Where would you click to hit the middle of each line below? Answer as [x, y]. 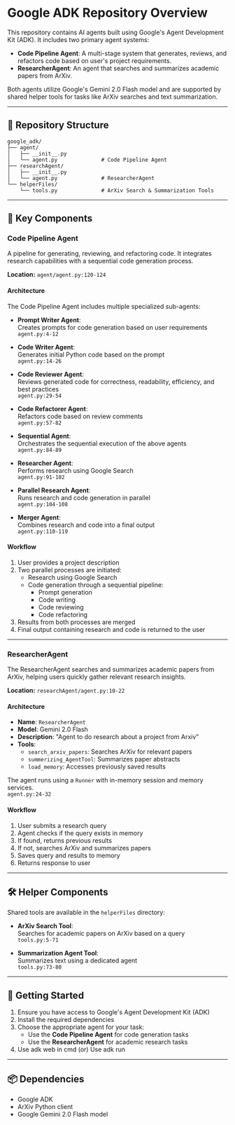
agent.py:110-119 [43, 531]
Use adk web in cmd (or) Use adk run [71, 1049]
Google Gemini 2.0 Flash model [63, 1114]
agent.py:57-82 [40, 423]
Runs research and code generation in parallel [84, 497]
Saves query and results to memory [69, 855]
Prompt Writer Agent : [49, 319]
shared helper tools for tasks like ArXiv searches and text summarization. [113, 97]
